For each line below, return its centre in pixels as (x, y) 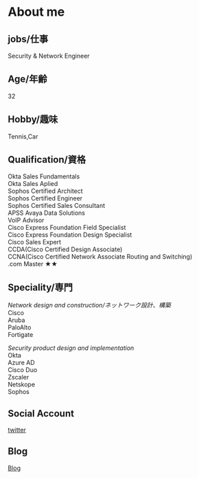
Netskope (22, 384)
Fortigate (21, 335)
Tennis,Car (23, 136)
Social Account (41, 413)
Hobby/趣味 (33, 120)
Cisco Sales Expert (34, 242)
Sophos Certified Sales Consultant (57, 206)
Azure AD (21, 363)
